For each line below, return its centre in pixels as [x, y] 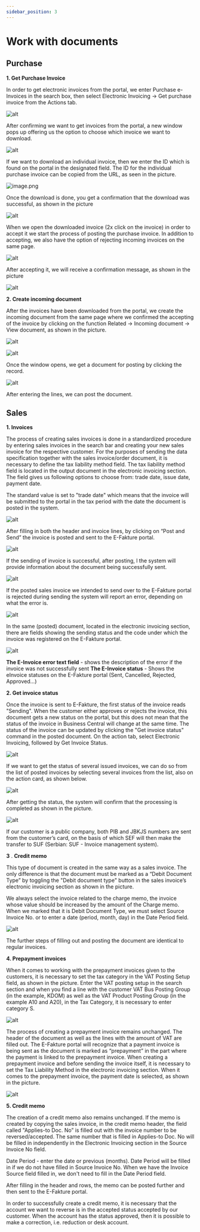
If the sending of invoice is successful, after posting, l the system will [91, 561]
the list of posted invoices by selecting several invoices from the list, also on [100, 772]
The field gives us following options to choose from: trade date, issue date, [98, 477]
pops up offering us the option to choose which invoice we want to [88, 132]
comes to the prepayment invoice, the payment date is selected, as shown [98, 1076]
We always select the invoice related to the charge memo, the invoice [92, 898]
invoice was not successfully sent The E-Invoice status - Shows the [90, 668]
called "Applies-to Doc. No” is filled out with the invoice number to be [92, 1130]
